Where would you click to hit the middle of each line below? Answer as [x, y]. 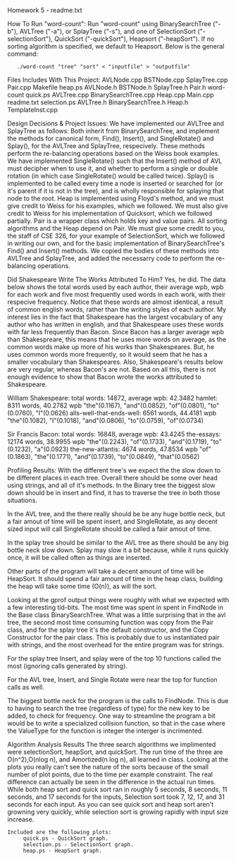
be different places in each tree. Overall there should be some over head [113, 478]
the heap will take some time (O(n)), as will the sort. [82, 586]
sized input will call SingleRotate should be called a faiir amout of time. [110, 529]
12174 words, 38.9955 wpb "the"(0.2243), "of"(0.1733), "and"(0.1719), [108, 441]
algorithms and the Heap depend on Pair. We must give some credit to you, [116, 228]
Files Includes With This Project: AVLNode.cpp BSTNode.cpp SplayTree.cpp [118, 80]
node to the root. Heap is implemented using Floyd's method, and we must [116, 198]
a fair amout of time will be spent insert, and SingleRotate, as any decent [113, 521]
